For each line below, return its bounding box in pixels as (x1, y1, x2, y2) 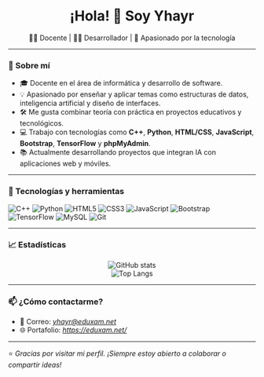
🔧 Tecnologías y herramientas (8, 186, 125, 197)
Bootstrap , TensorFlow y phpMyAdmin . (19, 139, 151, 148)
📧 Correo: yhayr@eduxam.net (19, 317, 116, 327)
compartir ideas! (8, 361, 62, 370)
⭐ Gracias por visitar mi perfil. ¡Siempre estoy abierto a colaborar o (8, 349, 226, 358)
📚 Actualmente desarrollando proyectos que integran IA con (19, 148, 216, 157)
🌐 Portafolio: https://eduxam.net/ (19, 325, 127, 335)
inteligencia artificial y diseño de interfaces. (19, 98, 161, 108)
